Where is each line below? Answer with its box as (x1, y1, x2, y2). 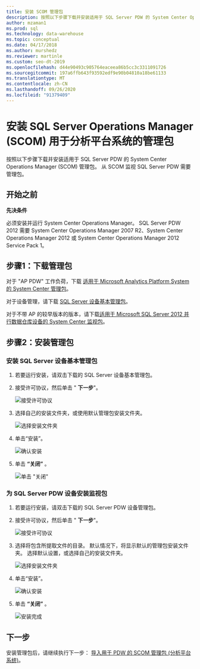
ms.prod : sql (6, 25, 39, 32)
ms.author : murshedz (6, 48, 58, 54)
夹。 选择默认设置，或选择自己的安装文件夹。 (14, 550, 126, 557)
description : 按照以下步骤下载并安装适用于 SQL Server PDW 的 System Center (6, 14, 187, 20)
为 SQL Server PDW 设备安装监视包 (6, 489, 108, 498)
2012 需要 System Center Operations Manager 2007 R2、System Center (6, 226, 183, 234)
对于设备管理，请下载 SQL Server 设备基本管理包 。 (6, 298, 132, 305)
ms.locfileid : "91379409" (6, 92, 70, 98)
